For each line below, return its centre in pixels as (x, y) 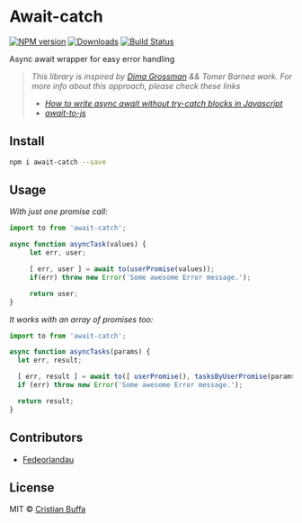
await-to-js (66, 113)
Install (27, 141)
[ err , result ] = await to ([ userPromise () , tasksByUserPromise (142, 377)
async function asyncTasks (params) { (80, 352)
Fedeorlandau (48, 459)
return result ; (46, 401)
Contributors (46, 438)
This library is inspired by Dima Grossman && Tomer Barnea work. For (162, 76)
